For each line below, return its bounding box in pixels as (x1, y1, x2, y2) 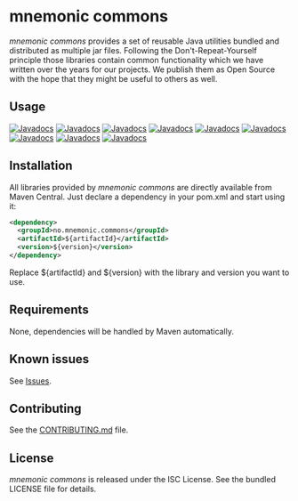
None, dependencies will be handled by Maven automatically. (9, 326, 234, 336)
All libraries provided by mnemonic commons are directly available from (9, 182, 273, 192)
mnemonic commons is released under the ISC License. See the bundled (9, 474, 276, 485)
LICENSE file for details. (9, 483, 97, 495)
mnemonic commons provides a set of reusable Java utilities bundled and (9, 36, 280, 46)
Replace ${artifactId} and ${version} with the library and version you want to (9, 267, 290, 278)
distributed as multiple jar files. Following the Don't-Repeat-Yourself (9, 44, 258, 55)
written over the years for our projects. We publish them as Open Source (9, 64, 276, 75)
